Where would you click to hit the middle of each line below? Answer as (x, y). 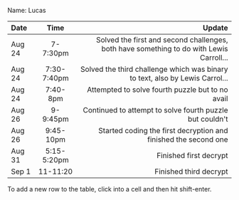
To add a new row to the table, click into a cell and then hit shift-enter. (110, 189)
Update (215, 28)
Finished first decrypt (192, 156)
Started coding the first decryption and (163, 131)
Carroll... (214, 58)
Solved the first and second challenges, (162, 40)
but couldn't (208, 119)
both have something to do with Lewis (165, 49)
